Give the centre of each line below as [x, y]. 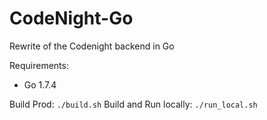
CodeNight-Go [71, 18]
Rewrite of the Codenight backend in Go [92, 46]
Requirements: [39, 65]
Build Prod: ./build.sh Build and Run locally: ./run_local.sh [133, 104]
